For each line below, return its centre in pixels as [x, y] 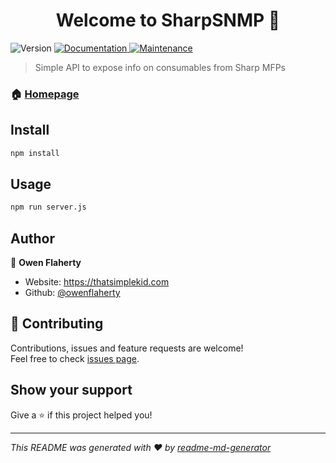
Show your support [71, 390]
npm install [35, 153]
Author [32, 238]
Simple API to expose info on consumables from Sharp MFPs [160, 67]
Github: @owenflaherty [72, 293]
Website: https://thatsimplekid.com [97, 282]
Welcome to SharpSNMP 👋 [168, 20]
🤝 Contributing [57, 324]
